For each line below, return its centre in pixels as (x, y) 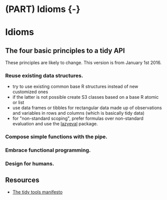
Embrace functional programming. (48, 150)
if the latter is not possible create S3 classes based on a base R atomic (86, 97)
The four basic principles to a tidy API (65, 50)
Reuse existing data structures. (44, 76)
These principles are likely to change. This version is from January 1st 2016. (83, 63)
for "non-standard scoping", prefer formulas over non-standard (78, 118)
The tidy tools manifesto (37, 192)
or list (18, 103)
